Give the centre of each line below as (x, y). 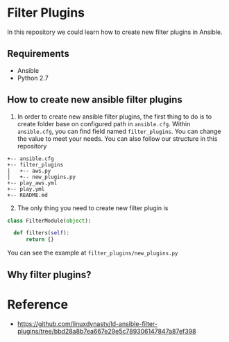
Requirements (38, 54)
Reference (37, 304)
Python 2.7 (33, 78)
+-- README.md (28, 195)
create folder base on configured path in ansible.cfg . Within (104, 123)
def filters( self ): (42, 233)
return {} (40, 240)
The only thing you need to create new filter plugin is (93, 208)
